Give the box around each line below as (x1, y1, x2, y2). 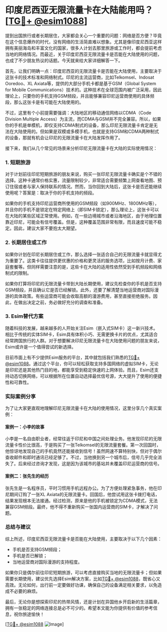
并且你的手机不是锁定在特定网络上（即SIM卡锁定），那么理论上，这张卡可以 (5, 207, 159, 213)
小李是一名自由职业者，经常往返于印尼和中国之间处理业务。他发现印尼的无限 (5, 436, 162, 442)
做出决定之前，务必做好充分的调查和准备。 (18, 299, 105, 305)
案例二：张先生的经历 (5, 473, 49, 479)
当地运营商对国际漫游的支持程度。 (12, 559, 83, 565)
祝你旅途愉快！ (13, 611, 45, 617)
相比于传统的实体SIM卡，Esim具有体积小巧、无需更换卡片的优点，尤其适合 (5, 331, 158, 337)
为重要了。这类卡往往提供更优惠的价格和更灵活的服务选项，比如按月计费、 (5, 257, 158, 263)
